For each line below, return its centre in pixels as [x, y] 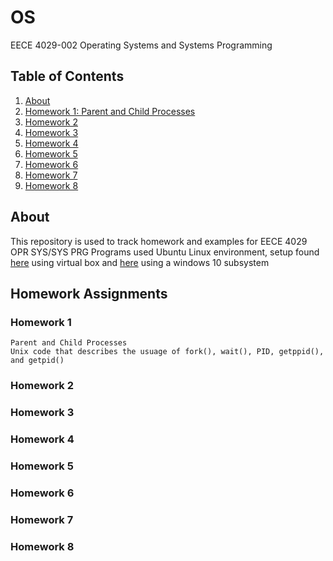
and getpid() [37, 361]
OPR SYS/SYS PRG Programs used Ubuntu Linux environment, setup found [165, 252]
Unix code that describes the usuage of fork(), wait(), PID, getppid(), [167, 352]
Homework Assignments [89, 293]
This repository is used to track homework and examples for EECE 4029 [159, 241]
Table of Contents [67, 76]
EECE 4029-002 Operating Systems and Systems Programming [141, 45]
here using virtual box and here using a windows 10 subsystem [140, 262]
